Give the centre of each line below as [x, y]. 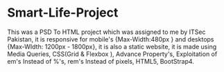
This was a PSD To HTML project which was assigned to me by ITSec [106, 32]
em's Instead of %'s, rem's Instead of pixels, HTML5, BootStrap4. [101, 61]
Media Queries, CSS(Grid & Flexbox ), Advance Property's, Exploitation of [112, 54]
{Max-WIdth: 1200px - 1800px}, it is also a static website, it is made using [112, 46]
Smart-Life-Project [63, 13]
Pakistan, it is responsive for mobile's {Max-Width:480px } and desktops [111, 39]
